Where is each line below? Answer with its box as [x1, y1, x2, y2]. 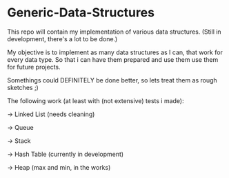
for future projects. [7, 63, 61, 71]
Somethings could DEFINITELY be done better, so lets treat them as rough [7, 76, 217, 84]
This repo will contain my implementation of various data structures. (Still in [7, 27, 222, 36]
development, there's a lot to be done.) [7, 34, 118, 43]
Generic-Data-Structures [7, 5, 155, 21]
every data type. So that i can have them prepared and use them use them [7, 55, 219, 63]
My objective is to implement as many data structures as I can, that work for [7, 48, 223, 56]
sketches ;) [7, 83, 39, 91]
